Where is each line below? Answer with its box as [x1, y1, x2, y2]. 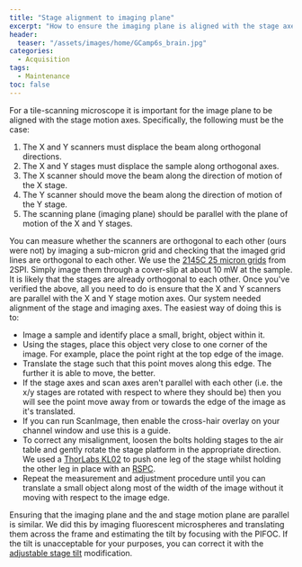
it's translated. [22, 406, 76, 417]
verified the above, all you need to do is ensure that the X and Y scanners [9, 283, 281, 293]
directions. [22, 150, 63, 162]
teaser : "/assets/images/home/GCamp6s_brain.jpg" [17, 38, 207, 48]
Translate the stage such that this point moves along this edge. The [22, 357, 272, 369]
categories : [9, 47, 54, 56]
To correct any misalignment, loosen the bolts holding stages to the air [22, 434, 284, 445]
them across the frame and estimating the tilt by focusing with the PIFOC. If [9, 528, 289, 539]
